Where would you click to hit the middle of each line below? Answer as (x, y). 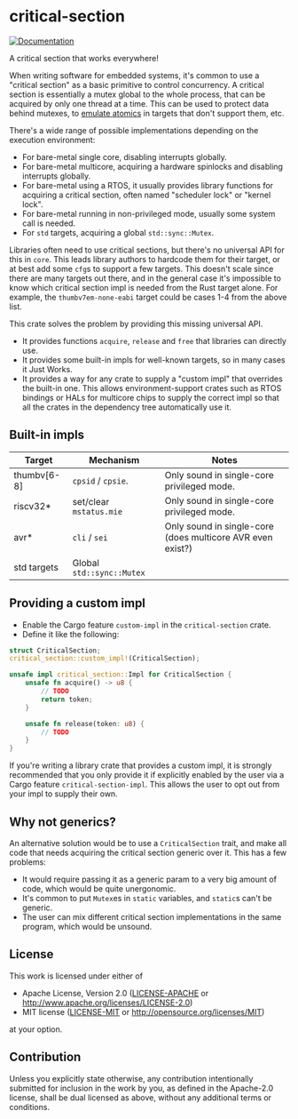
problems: (27, 862)
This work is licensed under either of (76, 976)
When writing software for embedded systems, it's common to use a (134, 75)
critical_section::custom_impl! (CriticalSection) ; (105, 659)
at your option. (36, 1029)
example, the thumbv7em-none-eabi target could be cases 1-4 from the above (148, 297)
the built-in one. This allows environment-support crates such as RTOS (152, 388)
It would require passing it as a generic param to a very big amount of (149, 879)
